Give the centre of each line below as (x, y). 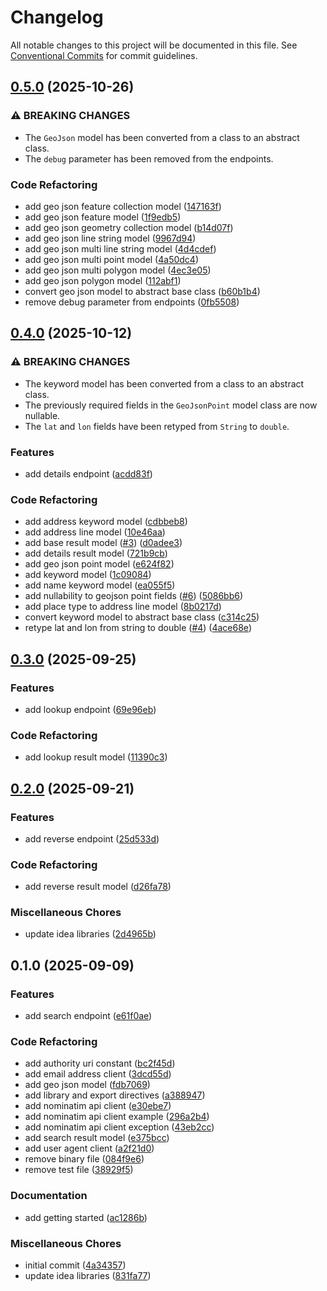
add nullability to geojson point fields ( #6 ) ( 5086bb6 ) (134, 596)
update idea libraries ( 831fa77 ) (88, 1276)
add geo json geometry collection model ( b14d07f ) (129, 227)
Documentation (49, 1196)
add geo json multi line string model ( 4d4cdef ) (120, 248)
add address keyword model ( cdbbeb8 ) (106, 522)
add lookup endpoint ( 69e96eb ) (90, 709)
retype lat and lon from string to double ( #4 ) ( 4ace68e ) (138, 628)
